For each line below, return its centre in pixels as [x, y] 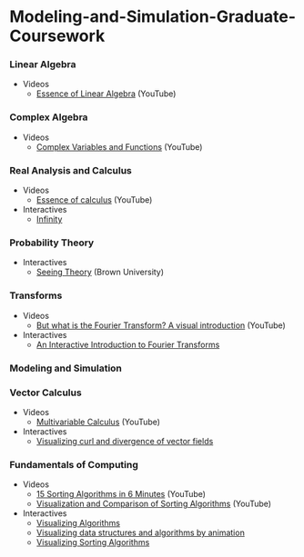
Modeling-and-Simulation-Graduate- [153, 17]
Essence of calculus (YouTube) [94, 200]
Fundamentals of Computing [74, 464]
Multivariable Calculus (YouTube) [98, 422]
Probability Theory [52, 243]
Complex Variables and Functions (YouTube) [119, 146]
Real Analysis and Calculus [71, 170]
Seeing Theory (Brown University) [100, 272]
